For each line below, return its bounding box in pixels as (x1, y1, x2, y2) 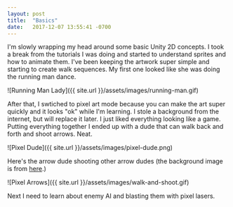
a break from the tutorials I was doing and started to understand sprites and (7, 50, 227, 58)
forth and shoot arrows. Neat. (7, 130, 93, 138)
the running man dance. (7, 73, 76, 81)
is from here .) (7, 165, 47, 173)
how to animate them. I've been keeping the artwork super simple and (7, 58, 210, 66)
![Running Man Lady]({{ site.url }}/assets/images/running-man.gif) (7, 86, 199, 95)
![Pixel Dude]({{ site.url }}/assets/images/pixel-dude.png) (7, 144, 173, 152)
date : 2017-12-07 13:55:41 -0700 (7, 23, 112, 30)
